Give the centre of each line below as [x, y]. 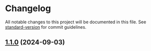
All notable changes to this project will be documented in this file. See [76, 22]
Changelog [28, 8]
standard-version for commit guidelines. [46, 27]
